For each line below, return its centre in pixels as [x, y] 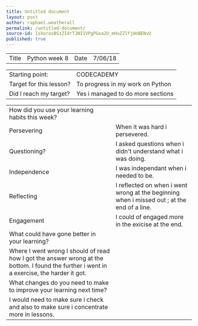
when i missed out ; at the [151, 200]
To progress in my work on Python [124, 84]
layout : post [22, 17]
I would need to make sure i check [56, 300]
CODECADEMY [98, 74]
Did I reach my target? [39, 94]
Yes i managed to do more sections [125, 94]
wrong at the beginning [148, 193]
